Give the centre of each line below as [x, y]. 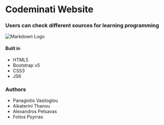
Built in [13, 48]
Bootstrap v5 [26, 65]
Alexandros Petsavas [35, 111]
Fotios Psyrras [28, 117]
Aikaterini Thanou [31, 106]
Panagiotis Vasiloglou [35, 100]
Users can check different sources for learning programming [82, 26]
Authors [16, 89]
